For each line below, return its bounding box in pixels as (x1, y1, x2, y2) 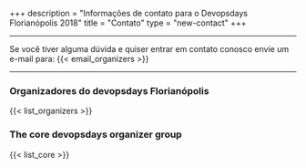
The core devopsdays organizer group (9, 128, 182, 141)
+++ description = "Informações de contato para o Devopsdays (9, 8, 249, 18)
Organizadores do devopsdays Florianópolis (9, 84, 209, 97)
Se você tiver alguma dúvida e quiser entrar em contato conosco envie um (9, 44, 290, 54)
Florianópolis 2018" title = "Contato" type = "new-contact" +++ (9, 17, 248, 28)
